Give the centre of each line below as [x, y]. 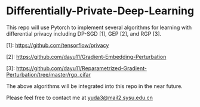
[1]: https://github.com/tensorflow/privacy [58, 45]
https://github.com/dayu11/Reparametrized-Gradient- [81, 68]
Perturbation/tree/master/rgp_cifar [49, 74]
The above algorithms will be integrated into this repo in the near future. [95, 86]
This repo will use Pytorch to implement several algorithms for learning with [99, 27]
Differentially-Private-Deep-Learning [100, 11]
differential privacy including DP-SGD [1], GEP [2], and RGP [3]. [84, 33]
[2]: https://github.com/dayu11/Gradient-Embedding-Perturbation [86, 56]
